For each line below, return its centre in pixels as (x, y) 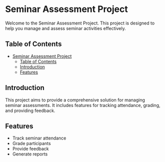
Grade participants (32, 143)
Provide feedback (30, 149)
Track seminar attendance (39, 138)
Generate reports (30, 154)
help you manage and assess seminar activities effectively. (66, 28)
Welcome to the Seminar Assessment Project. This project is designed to (80, 23)
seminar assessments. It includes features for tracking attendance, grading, (83, 105)
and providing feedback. (30, 110)
